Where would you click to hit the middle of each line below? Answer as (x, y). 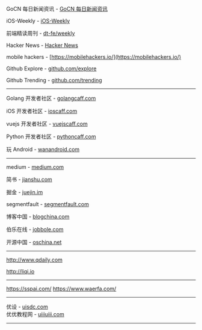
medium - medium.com (35, 167)
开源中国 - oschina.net (34, 242)
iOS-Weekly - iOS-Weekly (38, 21)
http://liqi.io (20, 271)
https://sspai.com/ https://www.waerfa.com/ (61, 289)
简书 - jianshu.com (29, 179)
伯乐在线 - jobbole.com (35, 229)
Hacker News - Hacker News (42, 45)
